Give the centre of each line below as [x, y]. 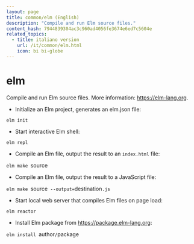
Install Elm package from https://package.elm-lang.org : [83, 222]
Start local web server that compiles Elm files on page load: [89, 200]
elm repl [17, 142]
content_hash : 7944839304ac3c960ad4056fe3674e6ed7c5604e [79, 29]
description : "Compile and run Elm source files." [71, 23]
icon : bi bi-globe [40, 51]
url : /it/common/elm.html [50, 46]
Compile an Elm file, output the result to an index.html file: [87, 154]
